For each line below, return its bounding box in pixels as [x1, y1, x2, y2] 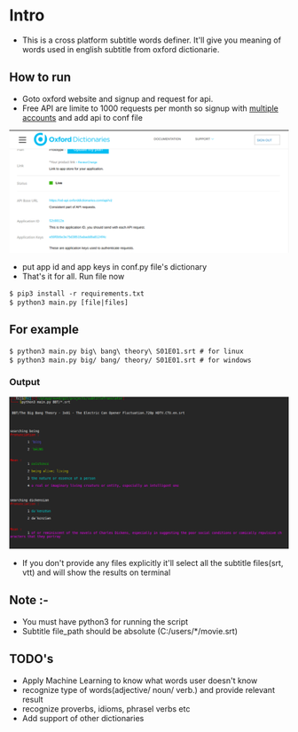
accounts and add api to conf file [21, 112, 144, 122]
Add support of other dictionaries [21, 712, 145, 723]
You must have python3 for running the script [21, 616, 189, 626]
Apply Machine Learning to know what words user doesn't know [21, 675, 258, 686]
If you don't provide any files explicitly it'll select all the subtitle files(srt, [21, 557, 284, 568]
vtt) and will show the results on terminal [21, 567, 171, 578]
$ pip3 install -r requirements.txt [9, 289, 145, 298]
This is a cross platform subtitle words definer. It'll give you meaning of [21, 35, 282, 45]
